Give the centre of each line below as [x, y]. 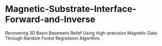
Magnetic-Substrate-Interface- [71, 9]
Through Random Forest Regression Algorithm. [53, 38]
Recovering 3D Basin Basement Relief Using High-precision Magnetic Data [81, 33]
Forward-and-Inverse [50, 19]
